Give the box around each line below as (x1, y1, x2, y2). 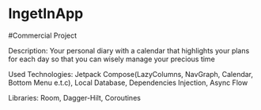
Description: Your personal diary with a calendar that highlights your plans (8, 46, 250, 55)
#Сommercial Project (8, 31, 78, 40)
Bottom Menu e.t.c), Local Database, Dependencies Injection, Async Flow (8, 78, 248, 87)
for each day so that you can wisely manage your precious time (8, 54, 215, 64)
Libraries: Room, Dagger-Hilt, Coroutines (8, 93, 141, 102)
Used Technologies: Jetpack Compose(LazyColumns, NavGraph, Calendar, (8, 69, 254, 79)
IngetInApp (8, 5, 84, 23)
